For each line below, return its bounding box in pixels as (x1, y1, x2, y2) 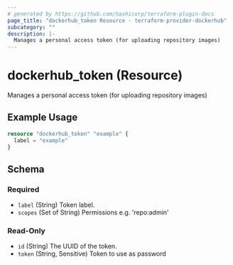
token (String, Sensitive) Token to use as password (17, 249, 167, 258)
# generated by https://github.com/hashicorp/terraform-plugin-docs (7, 10, 215, 18)
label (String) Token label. (17, 200, 95, 210)
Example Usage (7, 112, 78, 124)
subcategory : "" (7, 23, 55, 31)
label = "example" (13, 136, 69, 144)
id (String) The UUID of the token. (17, 242, 117, 251)
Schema (7, 163, 45, 175)
